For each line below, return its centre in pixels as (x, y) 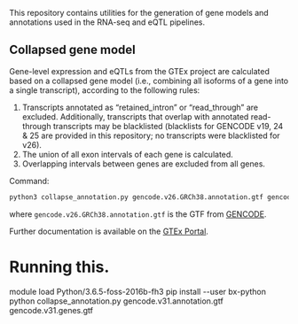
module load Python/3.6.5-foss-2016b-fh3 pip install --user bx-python (137, 291)
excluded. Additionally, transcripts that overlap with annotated (135, 116)
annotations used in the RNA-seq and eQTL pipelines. (107, 22)
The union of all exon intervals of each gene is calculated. (127, 154)
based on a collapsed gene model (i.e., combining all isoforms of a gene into (149, 81)
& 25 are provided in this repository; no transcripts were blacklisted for (151, 135)
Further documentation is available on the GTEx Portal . (109, 231)
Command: (29, 181)
